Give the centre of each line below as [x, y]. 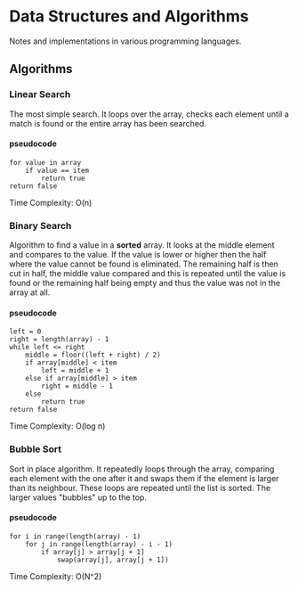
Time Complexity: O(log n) [57, 426]
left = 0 [25, 332]
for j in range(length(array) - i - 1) [99, 544]
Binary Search [40, 225]
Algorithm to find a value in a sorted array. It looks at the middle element [142, 245]
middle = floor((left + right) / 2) [93, 355]
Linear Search [40, 94]
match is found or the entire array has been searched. [108, 123]
